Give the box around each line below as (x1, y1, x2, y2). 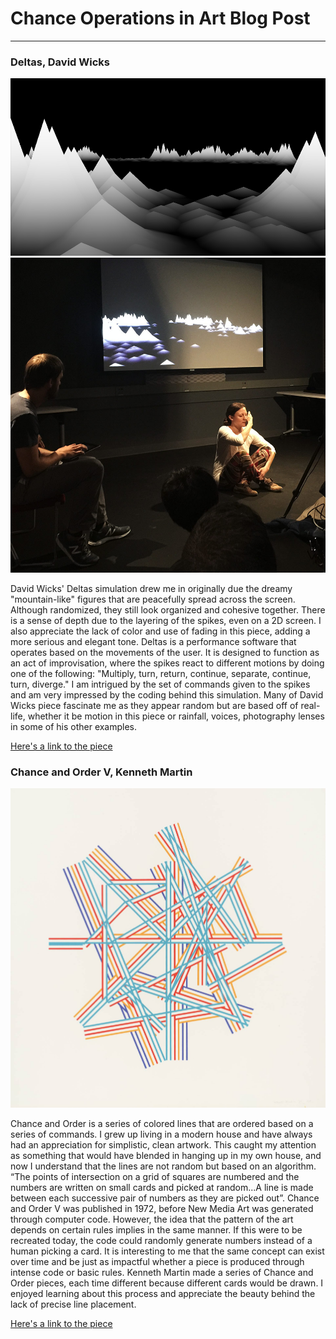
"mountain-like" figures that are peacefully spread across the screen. (10, 593, 296, 605)
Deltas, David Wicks (10, 55, 110, 69)
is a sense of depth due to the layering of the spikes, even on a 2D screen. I (10, 614, 322, 626)
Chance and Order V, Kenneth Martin (10, 765, 193, 779)
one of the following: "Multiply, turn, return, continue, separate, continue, (10, 667, 312, 679)
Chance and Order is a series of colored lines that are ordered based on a (10, 1117, 314, 1129)
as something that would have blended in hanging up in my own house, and (10, 1149, 322, 1161)
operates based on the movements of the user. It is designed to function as (10, 646, 320, 658)
